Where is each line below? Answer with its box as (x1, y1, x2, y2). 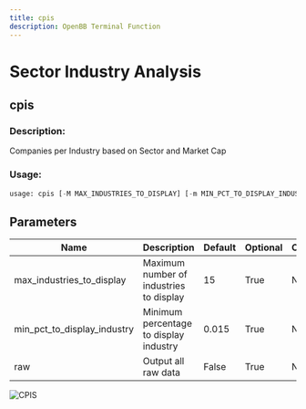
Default (203, 241, 237, 254)
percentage (142, 317, 193, 330)
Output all (142, 355, 185, 368)
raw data (142, 366, 180, 379)
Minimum (142, 306, 183, 319)
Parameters (9, 214, 77, 229)
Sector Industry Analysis (9, 61, 202, 82)
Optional (244, 241, 283, 254)
